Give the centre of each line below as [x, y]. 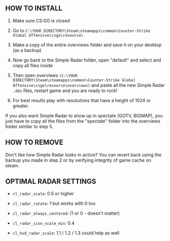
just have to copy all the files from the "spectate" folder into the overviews [83, 121]
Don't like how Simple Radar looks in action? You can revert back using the [83, 155]
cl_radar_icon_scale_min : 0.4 [43, 223]
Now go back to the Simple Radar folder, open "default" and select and [87, 60]
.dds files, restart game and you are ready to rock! [65, 91]
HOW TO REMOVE [34, 143]
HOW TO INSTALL [34, 8]
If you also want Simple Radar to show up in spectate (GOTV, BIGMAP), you [84, 115]
